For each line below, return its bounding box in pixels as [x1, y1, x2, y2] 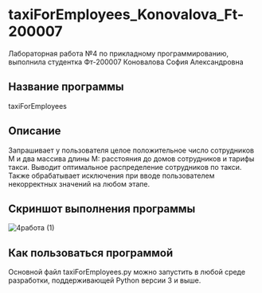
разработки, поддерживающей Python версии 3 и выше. [8, 276, 201, 285]
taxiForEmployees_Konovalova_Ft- [8, 6, 244, 24]
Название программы [8, 80, 125, 94]
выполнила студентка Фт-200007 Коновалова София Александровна [8, 57, 244, 67]
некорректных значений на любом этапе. [8, 179, 150, 188]
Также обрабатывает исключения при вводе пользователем [8, 171, 215, 180]
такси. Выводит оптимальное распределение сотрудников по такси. [8, 162, 242, 172]
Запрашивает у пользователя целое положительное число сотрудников [8, 145, 255, 155]
